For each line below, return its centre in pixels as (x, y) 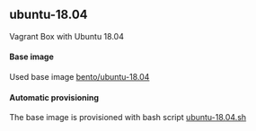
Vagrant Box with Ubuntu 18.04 (66, 36)
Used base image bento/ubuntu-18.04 (79, 77)
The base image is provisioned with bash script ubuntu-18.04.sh (128, 118)
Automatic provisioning (54, 97)
